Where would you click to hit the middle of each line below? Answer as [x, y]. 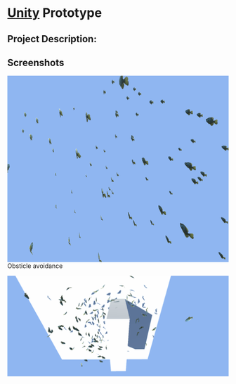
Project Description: [52, 39]
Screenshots [36, 62]
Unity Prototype [55, 13]
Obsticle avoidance [35, 266]
